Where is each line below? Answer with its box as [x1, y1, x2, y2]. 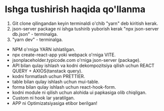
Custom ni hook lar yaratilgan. [12, 95, 75, 101]
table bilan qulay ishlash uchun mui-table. [12, 79, 100, 85]
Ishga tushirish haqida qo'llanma [5, 4, 146, 15]
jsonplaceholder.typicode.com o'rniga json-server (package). [12, 57, 141, 63]
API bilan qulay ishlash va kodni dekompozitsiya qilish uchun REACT [12, 62, 155, 68]
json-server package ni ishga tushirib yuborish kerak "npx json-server [12, 25, 159, 31]
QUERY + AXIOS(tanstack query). [12, 67, 83, 74]
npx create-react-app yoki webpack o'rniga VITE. [12, 52, 116, 58]
